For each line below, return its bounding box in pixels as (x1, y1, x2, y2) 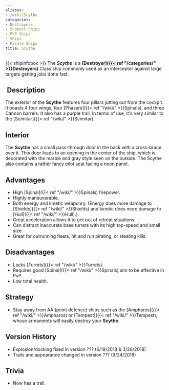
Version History (5, 332, 56, 341)
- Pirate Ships (5, 41, 38, 46)
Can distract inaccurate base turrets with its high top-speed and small (12, 222, 160, 228)
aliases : (5, 7, 24, 13)
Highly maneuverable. (12, 195, 59, 201)
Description (7, 86, 45, 95)
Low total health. (12, 278, 48, 284)
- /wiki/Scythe (5, 12, 38, 17)
